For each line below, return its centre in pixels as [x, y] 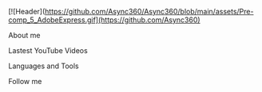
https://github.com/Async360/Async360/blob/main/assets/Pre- [149, 11]
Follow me [25, 81]
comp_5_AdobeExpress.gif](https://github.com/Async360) [105, 20]
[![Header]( [27, 11]
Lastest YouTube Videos [48, 50]
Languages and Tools [44, 66]
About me [24, 35]
